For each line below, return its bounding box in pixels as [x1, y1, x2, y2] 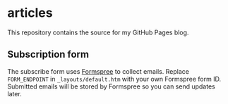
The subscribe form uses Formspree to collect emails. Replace [7, 67, 189, 75]
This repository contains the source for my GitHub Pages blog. [7, 28, 189, 37]
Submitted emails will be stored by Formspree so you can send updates [7, 82, 215, 91]
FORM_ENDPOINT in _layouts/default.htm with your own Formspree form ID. [7, 74, 221, 83]
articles [7, 5, 53, 21]
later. [7, 89, 23, 98]
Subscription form [7, 48, 90, 60]
